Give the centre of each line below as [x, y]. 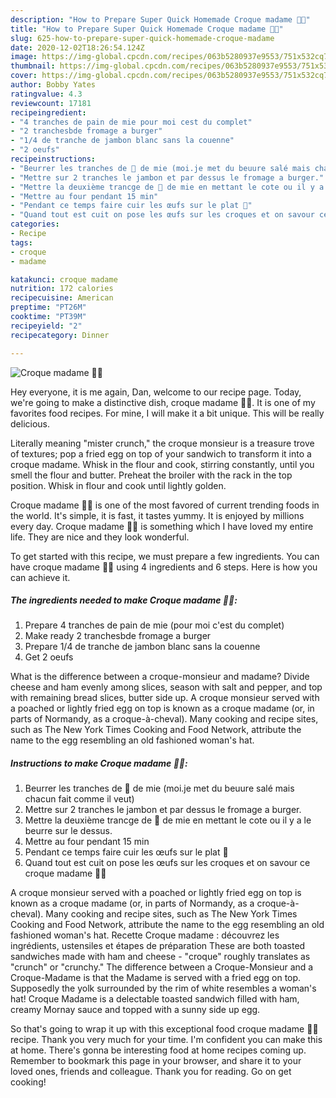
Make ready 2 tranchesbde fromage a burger [118, 636]
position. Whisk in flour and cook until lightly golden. [118, 485]
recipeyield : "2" [46, 326]
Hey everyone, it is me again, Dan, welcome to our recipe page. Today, [156, 392]
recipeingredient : [48, 112]
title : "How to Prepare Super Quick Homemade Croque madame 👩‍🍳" [147, 29]
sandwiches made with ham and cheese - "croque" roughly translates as [160, 957]
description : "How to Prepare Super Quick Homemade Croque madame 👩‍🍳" [160, 19]
